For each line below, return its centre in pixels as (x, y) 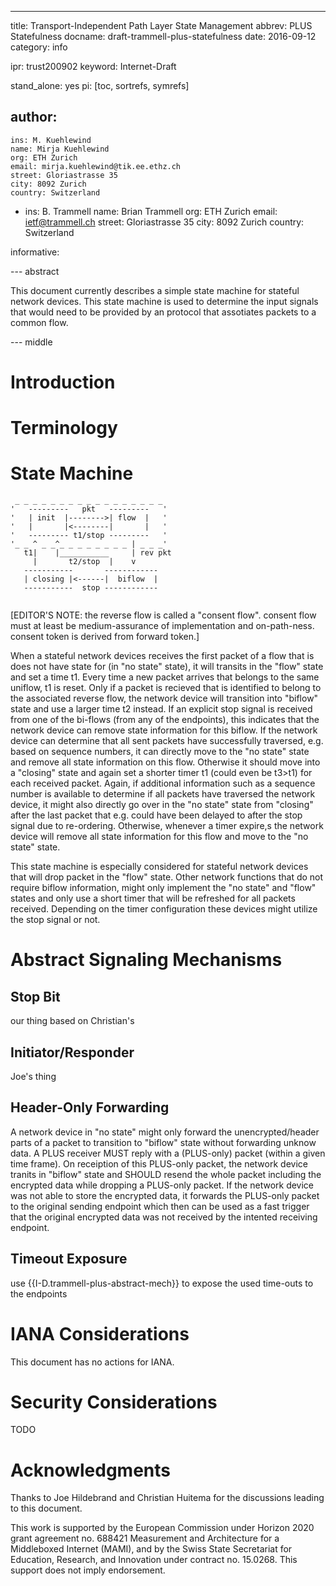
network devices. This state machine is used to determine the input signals (164, 301)
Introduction (63, 382)
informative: (35, 252)
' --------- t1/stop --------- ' (89, 536)
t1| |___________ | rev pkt (97, 553)
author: (34, 117)
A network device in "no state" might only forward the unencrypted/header (165, 1132)
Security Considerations (114, 1402)
